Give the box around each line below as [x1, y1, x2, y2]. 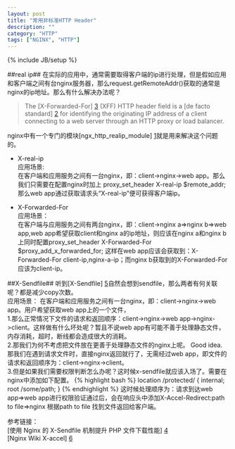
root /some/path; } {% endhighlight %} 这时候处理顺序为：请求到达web [7, 385, 213, 393]
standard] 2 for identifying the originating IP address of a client [24, 110, 208, 118]
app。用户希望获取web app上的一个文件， [7, 305, 130, 314]
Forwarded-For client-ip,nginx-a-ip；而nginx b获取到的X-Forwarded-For [17, 255, 228, 264]
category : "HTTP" [7, 30, 58, 37]
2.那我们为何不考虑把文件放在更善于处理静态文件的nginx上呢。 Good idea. [7, 341, 223, 349]
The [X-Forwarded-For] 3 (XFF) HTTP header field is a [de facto [24, 102, 210, 110]
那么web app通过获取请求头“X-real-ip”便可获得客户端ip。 [17, 189, 184, 198]
